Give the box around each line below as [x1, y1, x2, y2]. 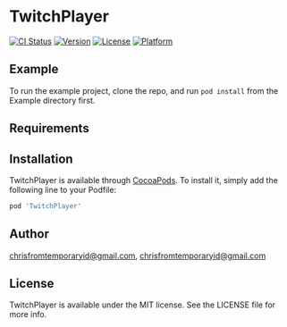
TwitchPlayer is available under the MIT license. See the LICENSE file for [9, 299, 275, 310]
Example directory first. [9, 95, 96, 105]
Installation [9, 151, 73, 166]
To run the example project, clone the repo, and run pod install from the [9, 85, 279, 96]
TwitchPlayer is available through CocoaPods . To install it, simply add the [9, 174, 279, 185]
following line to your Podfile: [9, 184, 117, 195]
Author [9, 226, 49, 242]
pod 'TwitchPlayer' [9, 201, 82, 211]
